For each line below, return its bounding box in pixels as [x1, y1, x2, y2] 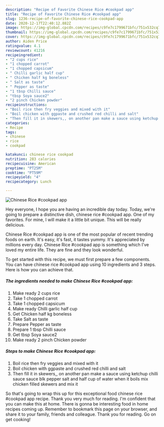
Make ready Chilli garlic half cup [12, 305, 77, 311]
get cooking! [5, 416, 31, 422]
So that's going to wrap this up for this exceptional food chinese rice [5, 390, 143, 396]
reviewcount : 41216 [5, 48, 45, 53]
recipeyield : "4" [5, 175, 41, 180]
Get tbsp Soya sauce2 [12, 331, 57, 337]
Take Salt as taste [12, 316, 48, 322]
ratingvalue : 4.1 [5, 43, 41, 48]
